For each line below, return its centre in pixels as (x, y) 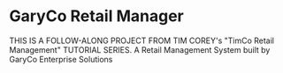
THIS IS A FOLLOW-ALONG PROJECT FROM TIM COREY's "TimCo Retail (141, 40)
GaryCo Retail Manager (96, 16)
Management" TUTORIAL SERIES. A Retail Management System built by (140, 49)
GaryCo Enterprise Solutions (61, 59)
